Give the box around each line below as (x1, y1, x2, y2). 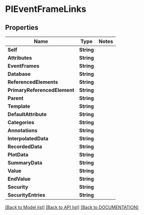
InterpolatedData (7, 135, 48, 142)
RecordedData (7, 143, 42, 150)
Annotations (7, 127, 38, 134)
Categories (7, 119, 35, 126)
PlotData (7, 151, 29, 158)
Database (7, 71, 31, 77)
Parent (7, 95, 24, 101)
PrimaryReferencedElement (7, 87, 75, 93)
